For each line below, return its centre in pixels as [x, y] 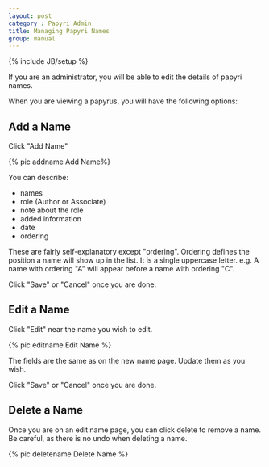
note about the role [52, 210]
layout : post [30, 16]
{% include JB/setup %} [48, 61]
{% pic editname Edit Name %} [60, 345]
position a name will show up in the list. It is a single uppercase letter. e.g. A [134, 260]
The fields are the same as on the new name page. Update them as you [127, 360]
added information [51, 219]
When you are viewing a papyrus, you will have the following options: [123, 101]
